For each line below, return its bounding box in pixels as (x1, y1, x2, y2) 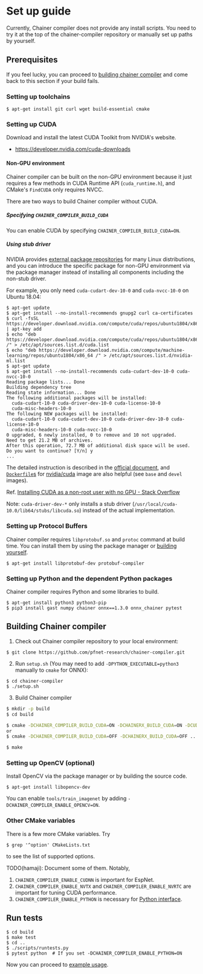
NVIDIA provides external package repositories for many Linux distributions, (6, 256, 196, 263)
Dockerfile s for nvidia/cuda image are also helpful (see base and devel (6, 471, 182, 478)
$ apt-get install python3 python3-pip (6, 600, 107, 606)
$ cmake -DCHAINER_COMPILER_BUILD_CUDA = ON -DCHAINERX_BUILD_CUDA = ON (6, 722, 182, 728)
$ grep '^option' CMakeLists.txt (6, 842, 91, 848)
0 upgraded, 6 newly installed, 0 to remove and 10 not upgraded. (6, 432, 177, 439)
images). (6, 477, 28, 484)
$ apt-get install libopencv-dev (6, 784, 91, 790)
